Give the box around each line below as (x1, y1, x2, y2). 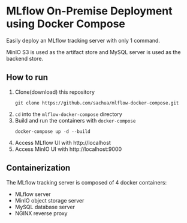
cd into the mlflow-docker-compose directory (14, 110, 123, 118)
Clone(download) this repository (14, 88, 95, 96)
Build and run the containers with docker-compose (14, 117, 136, 124)
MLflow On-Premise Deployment (6, 4, 173, 18)
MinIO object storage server (14, 197, 85, 204)
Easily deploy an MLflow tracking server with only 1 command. (6, 37, 161, 44)
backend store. (6, 55, 44, 62)
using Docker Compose (6, 17, 126, 31)
